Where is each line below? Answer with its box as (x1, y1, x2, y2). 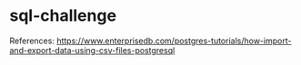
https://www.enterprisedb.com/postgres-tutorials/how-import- (55, 35, 292, 46)
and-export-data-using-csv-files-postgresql (9, 44, 176, 55)
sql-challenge (9, 5, 116, 26)
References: (9, 35, 55, 46)
